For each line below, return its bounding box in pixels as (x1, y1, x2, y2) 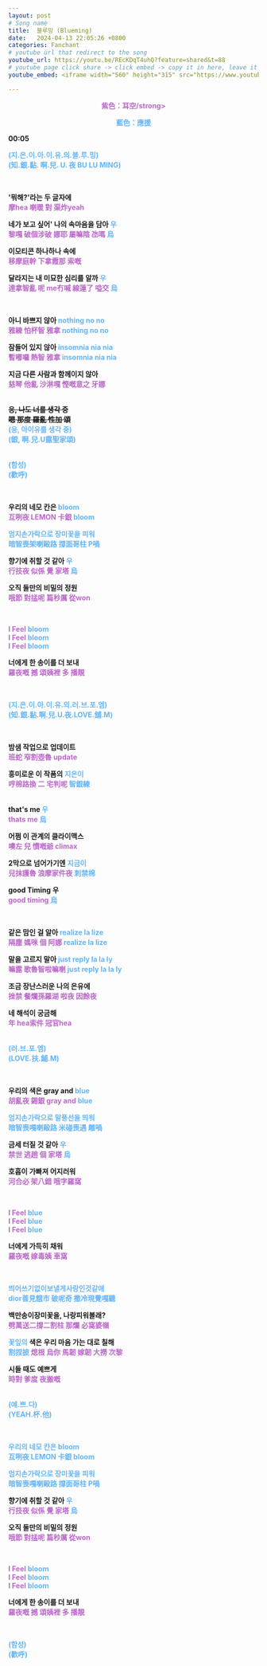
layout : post (8, 11, 52, 20)
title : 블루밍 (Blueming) (8, 26, 93, 34)
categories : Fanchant (8, 41, 80, 49)
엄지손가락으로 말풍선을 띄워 (8, 1112, 95, 1122)
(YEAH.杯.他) (8, 1409, 52, 1419)
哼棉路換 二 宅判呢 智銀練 (8, 778, 90, 789)
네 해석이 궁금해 (8, 1008, 57, 1017)
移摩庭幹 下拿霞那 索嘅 (8, 256, 82, 265)
